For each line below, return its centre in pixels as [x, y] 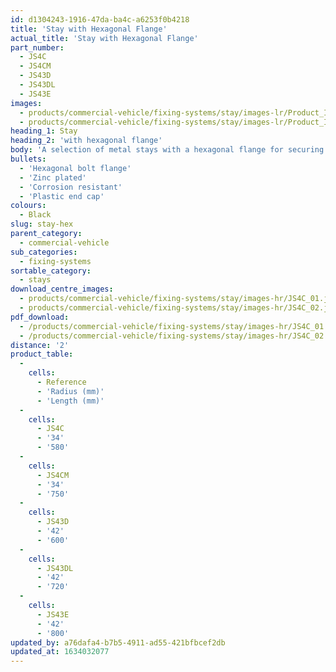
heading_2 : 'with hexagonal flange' [86, 141]
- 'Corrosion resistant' [71, 187]
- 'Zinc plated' [53, 177]
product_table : [42, 354]
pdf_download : [40, 317]
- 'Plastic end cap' [62, 196]
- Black [35, 215]
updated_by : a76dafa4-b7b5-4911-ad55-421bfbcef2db [118, 642]
